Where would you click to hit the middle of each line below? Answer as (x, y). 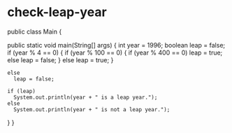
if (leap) (22, 91)
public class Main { (35, 31)
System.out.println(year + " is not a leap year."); (92, 109)
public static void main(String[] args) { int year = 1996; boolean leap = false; (116, 45)
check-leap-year (57, 12)
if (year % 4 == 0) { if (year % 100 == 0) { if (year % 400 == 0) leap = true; (115, 52)
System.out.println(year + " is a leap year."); (86, 97)
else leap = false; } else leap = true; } (60, 59)
